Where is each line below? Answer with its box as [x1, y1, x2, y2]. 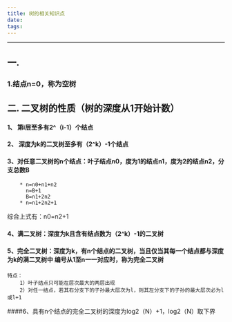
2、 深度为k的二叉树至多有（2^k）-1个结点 [7, 140, 129, 148]
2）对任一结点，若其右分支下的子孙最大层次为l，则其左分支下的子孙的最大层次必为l [19, 287, 224, 294]
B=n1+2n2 [25, 194, 51, 201]
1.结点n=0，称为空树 [7, 79, 77, 88]
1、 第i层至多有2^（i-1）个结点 [7, 123, 94, 131]
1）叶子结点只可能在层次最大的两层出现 [19, 280, 115, 287]
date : [7, 17, 23, 23]
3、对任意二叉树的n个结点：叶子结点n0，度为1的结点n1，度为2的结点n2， [7, 157, 219, 165]
